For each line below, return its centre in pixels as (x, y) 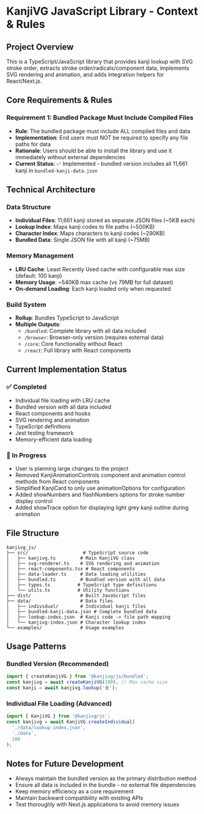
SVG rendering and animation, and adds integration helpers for (85, 74)
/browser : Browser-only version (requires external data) (94, 337)
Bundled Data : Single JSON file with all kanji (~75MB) (82, 240)
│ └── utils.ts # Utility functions (68, 590)
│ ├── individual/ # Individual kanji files (76, 606)
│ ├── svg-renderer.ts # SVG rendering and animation (83, 563)
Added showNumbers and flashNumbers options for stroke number (100, 495)
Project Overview (40, 47)
